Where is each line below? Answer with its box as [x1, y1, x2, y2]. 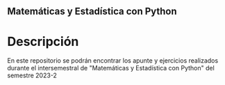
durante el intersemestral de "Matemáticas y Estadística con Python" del [7, 64, 215, 72]
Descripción [7, 33, 79, 49]
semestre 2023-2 [7, 71, 58, 79]
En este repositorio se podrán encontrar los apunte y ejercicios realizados [7, 56, 219, 65]
